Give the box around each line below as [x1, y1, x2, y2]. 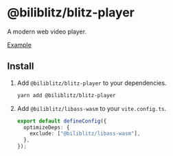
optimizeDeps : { [23, 124, 70, 131]
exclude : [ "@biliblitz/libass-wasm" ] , [30, 130, 141, 138]
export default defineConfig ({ [16, 118, 107, 125]
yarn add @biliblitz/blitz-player [16, 92, 116, 99]
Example [7, 40, 32, 49]
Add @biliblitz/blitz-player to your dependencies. [16, 79, 167, 87]
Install [7, 60, 34, 73]
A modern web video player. [7, 27, 87, 36]
